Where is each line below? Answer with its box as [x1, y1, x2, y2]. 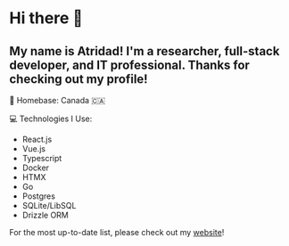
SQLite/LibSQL [21, 201, 77, 210]
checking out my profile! [9, 71, 149, 86]
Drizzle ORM [21, 209, 70, 220]
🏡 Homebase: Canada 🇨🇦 [9, 95, 105, 105]
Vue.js [21, 143, 46, 154]
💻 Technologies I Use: [9, 113, 93, 124]
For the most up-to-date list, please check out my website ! [9, 227, 225, 237]
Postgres [21, 191, 56, 201]
